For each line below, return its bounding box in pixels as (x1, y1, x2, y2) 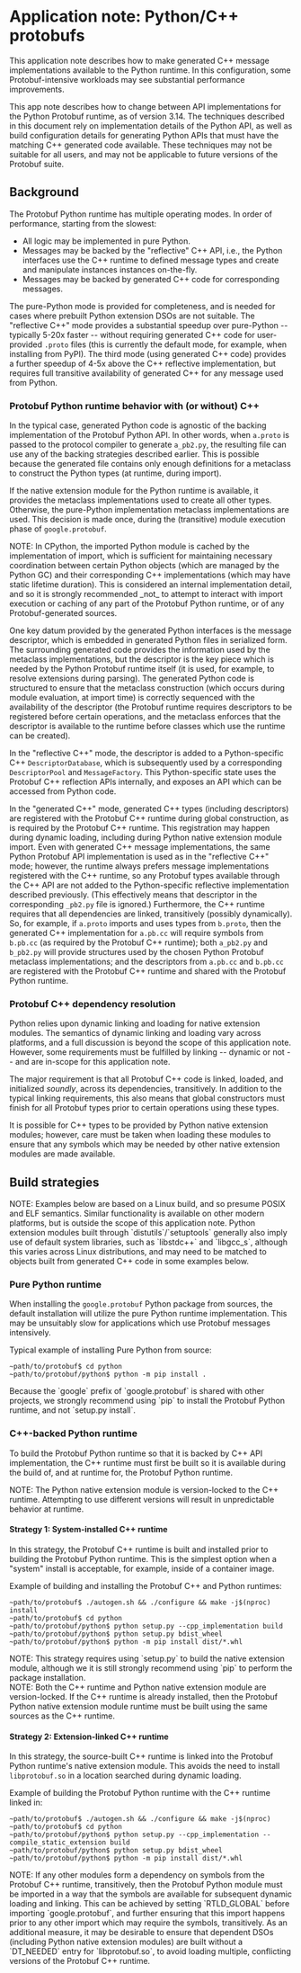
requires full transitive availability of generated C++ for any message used (9, 367, 284, 379)
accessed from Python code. (9, 786, 117, 797)
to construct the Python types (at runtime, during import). (9, 468, 222, 478)
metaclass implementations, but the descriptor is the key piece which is (9, 654, 274, 665)
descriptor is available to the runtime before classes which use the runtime (9, 721, 286, 732)
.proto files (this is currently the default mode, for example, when (44, 339, 288, 350)
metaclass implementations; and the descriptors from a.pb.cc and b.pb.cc (9, 956, 285, 968)
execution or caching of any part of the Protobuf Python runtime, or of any (9, 598, 285, 609)
